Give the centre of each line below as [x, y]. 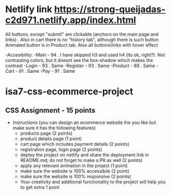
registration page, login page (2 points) [61, 149]
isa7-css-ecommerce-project [69, 92]
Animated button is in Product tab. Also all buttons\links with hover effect [82, 45]
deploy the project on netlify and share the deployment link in [84, 155]
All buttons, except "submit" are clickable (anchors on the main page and [82, 34]
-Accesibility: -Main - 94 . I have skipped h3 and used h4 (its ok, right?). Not [85, 55]
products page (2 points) [46, 133]
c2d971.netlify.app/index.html [71, 20]
